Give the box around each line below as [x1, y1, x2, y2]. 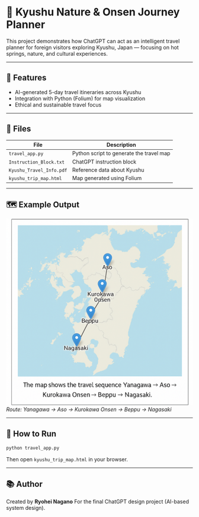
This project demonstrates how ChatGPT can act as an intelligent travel [6, 37, 180, 44]
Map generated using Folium [72, 175, 142, 182]
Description [106, 142, 136, 149]
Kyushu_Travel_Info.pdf [8, 167, 68, 174]
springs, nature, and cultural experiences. [6, 50, 108, 57]
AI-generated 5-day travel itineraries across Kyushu [14, 88, 142, 95]
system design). [6, 504, 46, 511]
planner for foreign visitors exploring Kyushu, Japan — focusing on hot [6, 44, 179, 51]
